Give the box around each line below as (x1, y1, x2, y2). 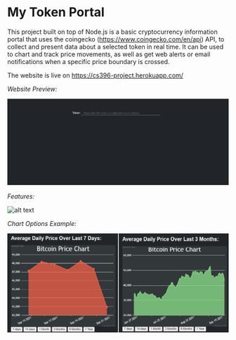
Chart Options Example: (7, 220, 77, 228)
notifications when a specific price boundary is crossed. (7, 57, 170, 65)
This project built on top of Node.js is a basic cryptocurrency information (7, 27, 218, 36)
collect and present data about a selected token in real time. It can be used (7, 42, 223, 51)
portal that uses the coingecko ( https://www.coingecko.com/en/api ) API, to (7, 34, 225, 43)
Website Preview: (7, 84, 58, 93)
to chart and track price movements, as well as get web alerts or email (7, 50, 211, 58)
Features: (7, 192, 35, 201)
